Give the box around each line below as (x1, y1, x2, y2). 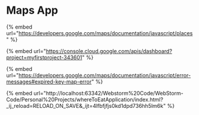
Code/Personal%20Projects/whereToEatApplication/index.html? (6, 96, 163, 103)
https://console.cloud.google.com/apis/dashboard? (45, 47, 172, 54)
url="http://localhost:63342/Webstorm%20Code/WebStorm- (33, 89, 183, 97)
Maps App (6, 4, 59, 17)
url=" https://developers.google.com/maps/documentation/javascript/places (6, 29, 193, 36)
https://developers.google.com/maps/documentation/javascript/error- (18, 72, 191, 79)
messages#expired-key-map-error (6, 78, 92, 85)
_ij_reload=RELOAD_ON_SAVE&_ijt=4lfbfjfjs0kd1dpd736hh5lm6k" (6, 102, 166, 109)
